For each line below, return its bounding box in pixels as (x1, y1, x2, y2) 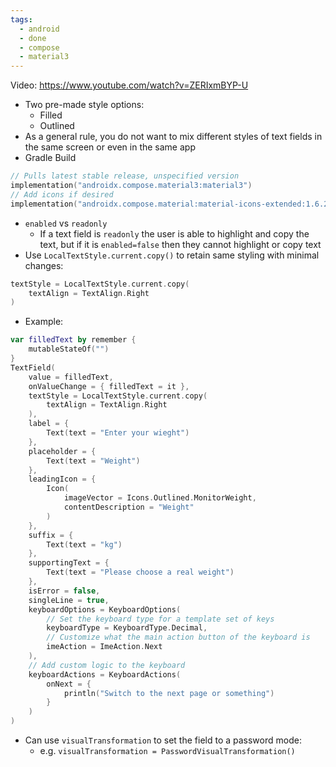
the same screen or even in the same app (24, 141, 196, 153)
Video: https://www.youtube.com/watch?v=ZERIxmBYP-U (10, 79, 249, 91)
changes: (24, 259, 64, 271)
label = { (28, 419, 70, 429)
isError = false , (28, 586, 101, 596)
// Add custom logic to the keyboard (28, 660, 186, 670)
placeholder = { (28, 446, 97, 456)
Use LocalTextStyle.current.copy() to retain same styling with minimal (24, 249, 320, 261)
